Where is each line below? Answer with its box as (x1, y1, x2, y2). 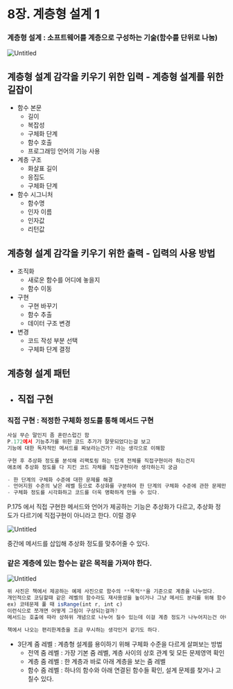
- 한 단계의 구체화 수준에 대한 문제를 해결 (7, 476, 113, 483)
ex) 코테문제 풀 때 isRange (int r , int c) (7, 601, 123, 608)
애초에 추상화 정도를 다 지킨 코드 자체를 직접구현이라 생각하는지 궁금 (7, 463, 178, 470)
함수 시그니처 (17, 190, 53, 198)
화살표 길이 (27, 164, 58, 173)
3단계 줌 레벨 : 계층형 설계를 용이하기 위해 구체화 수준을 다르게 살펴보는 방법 (17, 640, 223, 648)
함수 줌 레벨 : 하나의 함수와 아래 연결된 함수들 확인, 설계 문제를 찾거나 (27, 665, 214, 674)
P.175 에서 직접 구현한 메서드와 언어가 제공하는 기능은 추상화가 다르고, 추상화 (7, 502, 214, 511)
